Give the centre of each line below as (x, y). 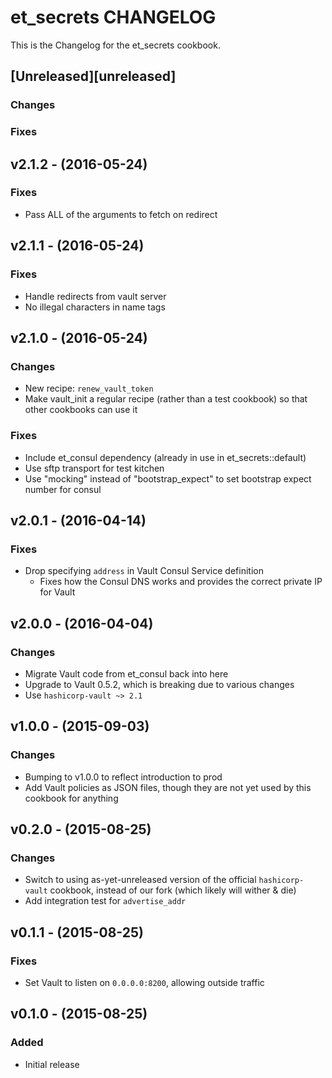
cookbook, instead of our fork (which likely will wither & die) (173, 890)
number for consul (63, 489)
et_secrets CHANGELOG (113, 17)
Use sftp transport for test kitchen (94, 468)
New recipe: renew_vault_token (89, 388)
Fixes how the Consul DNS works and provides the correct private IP (181, 582)
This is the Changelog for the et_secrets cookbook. (115, 45)
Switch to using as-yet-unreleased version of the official (140, 880)
